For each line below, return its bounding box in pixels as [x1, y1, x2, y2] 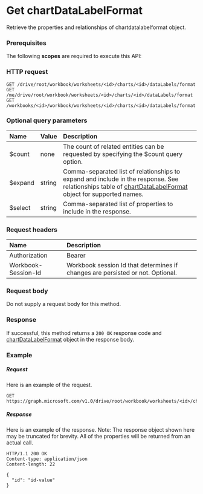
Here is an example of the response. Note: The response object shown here [6, 426, 195, 433]
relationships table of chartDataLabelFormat [63, 182, 188, 190]
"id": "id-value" [11, 477, 56, 483]
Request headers [6, 225, 58, 233]
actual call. [6, 439, 33, 446]
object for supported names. [63, 190, 144, 198]
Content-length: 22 [6, 461, 56, 467]
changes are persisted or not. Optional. [66, 268, 177, 277]
